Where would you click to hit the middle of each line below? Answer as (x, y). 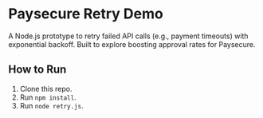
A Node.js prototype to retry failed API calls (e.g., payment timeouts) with (128, 36)
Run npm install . (48, 97)
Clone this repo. (46, 88)
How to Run (37, 70)
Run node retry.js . (51, 105)
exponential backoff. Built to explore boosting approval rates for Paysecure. (132, 44)
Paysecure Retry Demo (86, 14)
